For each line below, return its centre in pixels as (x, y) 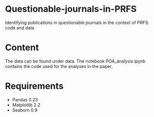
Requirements (34, 86)
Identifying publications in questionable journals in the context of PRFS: (77, 23)
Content (22, 48)
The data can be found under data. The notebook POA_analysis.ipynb (75, 61)
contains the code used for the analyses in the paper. (59, 66)
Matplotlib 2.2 (26, 105)
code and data (20, 27)
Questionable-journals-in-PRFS (71, 9)
